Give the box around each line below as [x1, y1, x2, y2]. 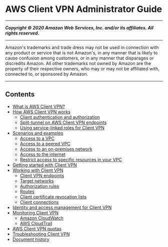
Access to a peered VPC [19, 140, 71, 146]
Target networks [19, 177, 54, 183]
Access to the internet [19, 151, 66, 157]
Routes [19, 188, 35, 194]
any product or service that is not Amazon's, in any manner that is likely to [5, 49, 158, 55]
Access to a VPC [19, 135, 55, 141]
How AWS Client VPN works [12, 108, 71, 114]
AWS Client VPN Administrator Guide [5, 3, 162, 15]
